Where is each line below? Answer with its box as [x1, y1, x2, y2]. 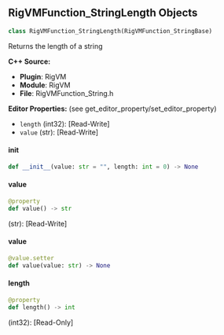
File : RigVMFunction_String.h [19, 88, 114, 98]
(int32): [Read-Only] [8, 318, 74, 327]
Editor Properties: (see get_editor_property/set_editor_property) [8, 104, 218, 113]
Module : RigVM [19, 80, 71, 90]
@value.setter [8, 254, 55, 262]
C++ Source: [8, 57, 51, 66]
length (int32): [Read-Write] [19, 119, 110, 128]
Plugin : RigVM [19, 72, 67, 81]
